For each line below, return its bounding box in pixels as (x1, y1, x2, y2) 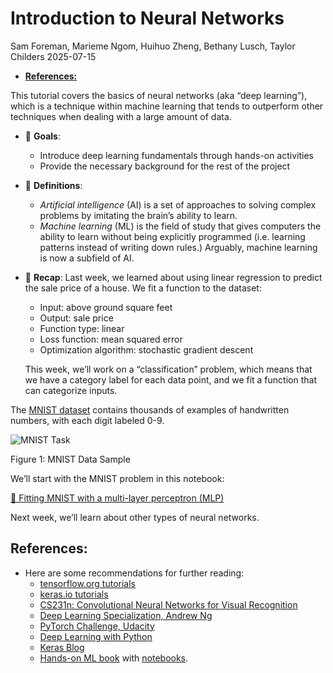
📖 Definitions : (24, 179, 83, 191)
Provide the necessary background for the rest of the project (39, 160, 291, 172)
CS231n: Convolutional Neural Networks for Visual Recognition (39, 598, 298, 611)
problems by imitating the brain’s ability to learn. (39, 209, 238, 221)
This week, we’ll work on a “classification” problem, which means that (24, 363, 313, 375)
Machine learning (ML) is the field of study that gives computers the (39, 220, 322, 232)
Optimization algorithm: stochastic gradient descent (39, 343, 254, 356)
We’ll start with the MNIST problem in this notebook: (10, 472, 225, 484)
